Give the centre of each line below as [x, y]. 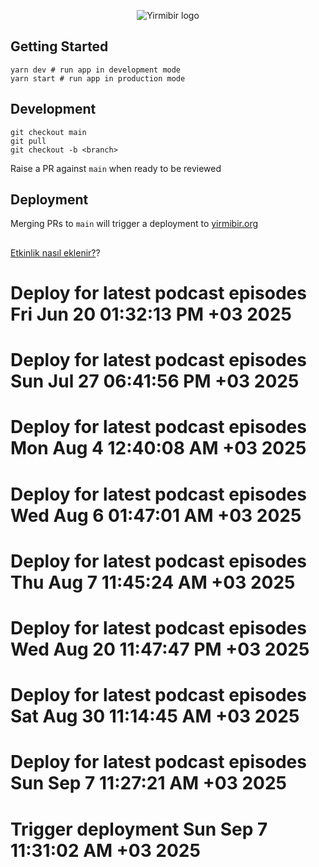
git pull [28, 141]
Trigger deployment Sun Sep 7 [139, 829]
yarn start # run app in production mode [98, 78]
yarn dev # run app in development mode [96, 70]
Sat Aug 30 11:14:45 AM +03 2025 [155, 716]
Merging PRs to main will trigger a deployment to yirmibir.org [134, 224]
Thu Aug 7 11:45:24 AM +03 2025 [153, 582]
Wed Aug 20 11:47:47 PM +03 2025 [160, 649]
